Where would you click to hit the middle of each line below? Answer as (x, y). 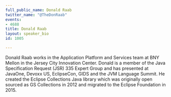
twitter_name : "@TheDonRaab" (36, 15)
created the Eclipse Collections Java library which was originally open (79, 79)
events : (14, 19)
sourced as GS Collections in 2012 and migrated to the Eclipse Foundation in (86, 84)
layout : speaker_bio (27, 34)
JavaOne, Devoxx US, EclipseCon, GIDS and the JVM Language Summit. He (85, 74)
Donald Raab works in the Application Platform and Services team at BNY (82, 57)
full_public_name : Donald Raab (39, 10)
